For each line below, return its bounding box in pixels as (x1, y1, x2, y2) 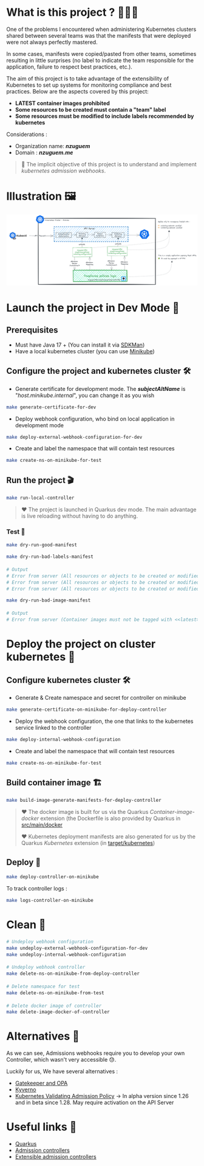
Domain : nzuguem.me (15, 149, 73, 156)
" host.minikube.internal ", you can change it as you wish (15, 391, 155, 399)
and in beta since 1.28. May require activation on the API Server (15, 1099, 174, 1107)
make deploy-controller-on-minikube (6, 874, 99, 880)
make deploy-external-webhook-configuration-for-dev (6, 434, 143, 440)
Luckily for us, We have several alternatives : (6, 1068, 118, 1075)
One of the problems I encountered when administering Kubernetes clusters (6, 25, 197, 33)
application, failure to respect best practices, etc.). (6, 63, 132, 70)
